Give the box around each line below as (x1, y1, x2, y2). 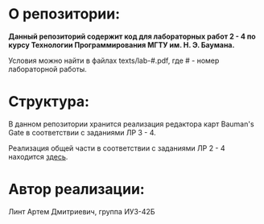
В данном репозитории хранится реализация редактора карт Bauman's (8, 118, 255, 129)
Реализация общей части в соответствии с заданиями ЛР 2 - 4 (8, 143, 225, 153)
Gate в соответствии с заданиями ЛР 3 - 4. (8, 127, 157, 137)
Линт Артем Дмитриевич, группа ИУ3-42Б (8, 206, 155, 216)
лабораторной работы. (8, 64, 87, 73)
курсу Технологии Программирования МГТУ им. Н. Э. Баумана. (8, 39, 235, 49)
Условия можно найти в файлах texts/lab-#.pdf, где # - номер (8, 56, 220, 65)
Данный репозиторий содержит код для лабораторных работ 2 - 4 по (8, 31, 256, 41)
